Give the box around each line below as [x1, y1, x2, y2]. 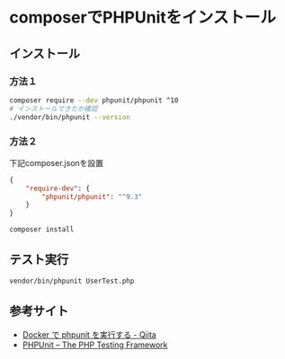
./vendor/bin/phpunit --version [9, 112, 130, 121]
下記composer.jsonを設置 [9, 157, 104, 168]
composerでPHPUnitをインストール [9, 7, 277, 28]
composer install [9, 225, 75, 234]
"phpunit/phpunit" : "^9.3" [41, 192, 143, 201]
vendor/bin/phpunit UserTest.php [9, 276, 135, 285]
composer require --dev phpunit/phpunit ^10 [9, 95, 179, 105]
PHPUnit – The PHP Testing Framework [22, 339, 168, 350]
